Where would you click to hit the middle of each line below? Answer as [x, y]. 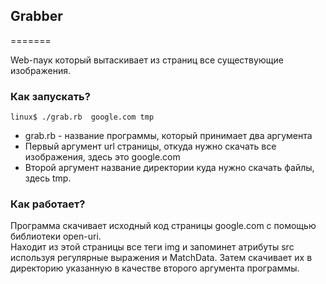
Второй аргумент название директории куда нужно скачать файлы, [169, 168]
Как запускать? [50, 96]
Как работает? [48, 204]
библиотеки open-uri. [56, 236]
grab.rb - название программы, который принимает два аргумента [168, 136]
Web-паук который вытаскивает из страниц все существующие [147, 60]
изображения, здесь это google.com [102, 157]
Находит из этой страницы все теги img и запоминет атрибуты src [152, 247]
